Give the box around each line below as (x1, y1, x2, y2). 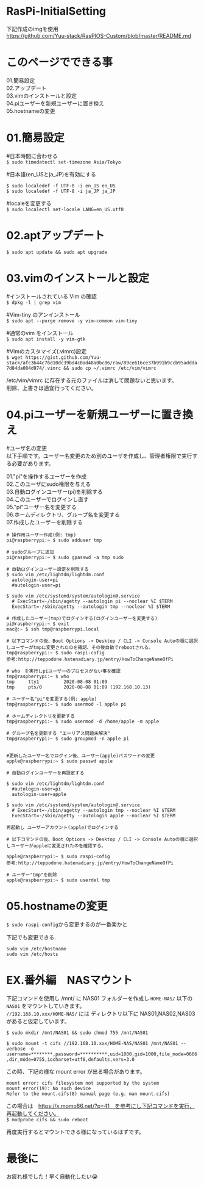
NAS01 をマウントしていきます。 (6, 1002, 85, 1010)
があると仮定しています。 (6, 1018, 70, 1025)
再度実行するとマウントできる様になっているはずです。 (6, 1128, 144, 1135)
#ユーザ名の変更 (6, 444, 47, 452)
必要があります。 (11, 460, 54, 467)
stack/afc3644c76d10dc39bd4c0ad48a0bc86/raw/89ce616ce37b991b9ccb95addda (6, 360, 198, 366)
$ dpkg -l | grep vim (6, 299, 62, 306)
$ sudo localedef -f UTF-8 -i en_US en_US (6, 183, 116, 189)
